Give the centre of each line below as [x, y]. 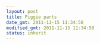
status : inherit [26, 33]
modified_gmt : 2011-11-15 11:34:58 [50, 28]
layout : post [22, 11]
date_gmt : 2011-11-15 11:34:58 [45, 22]
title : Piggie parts [32, 17]
